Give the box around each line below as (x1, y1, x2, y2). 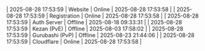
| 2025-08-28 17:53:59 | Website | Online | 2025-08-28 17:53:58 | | (6, 6, 176, 13)
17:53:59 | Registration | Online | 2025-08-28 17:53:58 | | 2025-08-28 (23, 12, 199, 19)
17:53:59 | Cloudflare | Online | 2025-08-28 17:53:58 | (6, 38, 142, 45)
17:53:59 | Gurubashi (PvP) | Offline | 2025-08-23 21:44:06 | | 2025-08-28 (6, 32, 195, 39)
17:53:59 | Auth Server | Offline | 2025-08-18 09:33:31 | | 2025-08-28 (6, 19, 182, 25)
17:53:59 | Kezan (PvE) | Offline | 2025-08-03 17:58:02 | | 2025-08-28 (6, 25, 184, 32)
